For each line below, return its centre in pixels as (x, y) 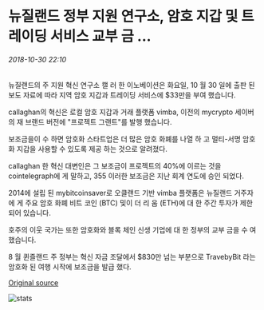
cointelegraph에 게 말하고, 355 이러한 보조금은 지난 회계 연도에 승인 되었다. (126, 176)
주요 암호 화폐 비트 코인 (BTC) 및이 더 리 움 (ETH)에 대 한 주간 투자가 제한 (139, 203)
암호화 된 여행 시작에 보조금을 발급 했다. (70, 267)
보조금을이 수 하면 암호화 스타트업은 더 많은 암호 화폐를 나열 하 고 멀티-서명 (124, 139)
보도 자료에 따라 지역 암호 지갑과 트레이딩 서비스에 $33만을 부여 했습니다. (122, 95)
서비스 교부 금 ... (100, 36)
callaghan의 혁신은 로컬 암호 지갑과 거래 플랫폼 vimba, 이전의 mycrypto (121, 112)
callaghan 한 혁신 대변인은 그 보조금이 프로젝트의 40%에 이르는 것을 (115, 166)
